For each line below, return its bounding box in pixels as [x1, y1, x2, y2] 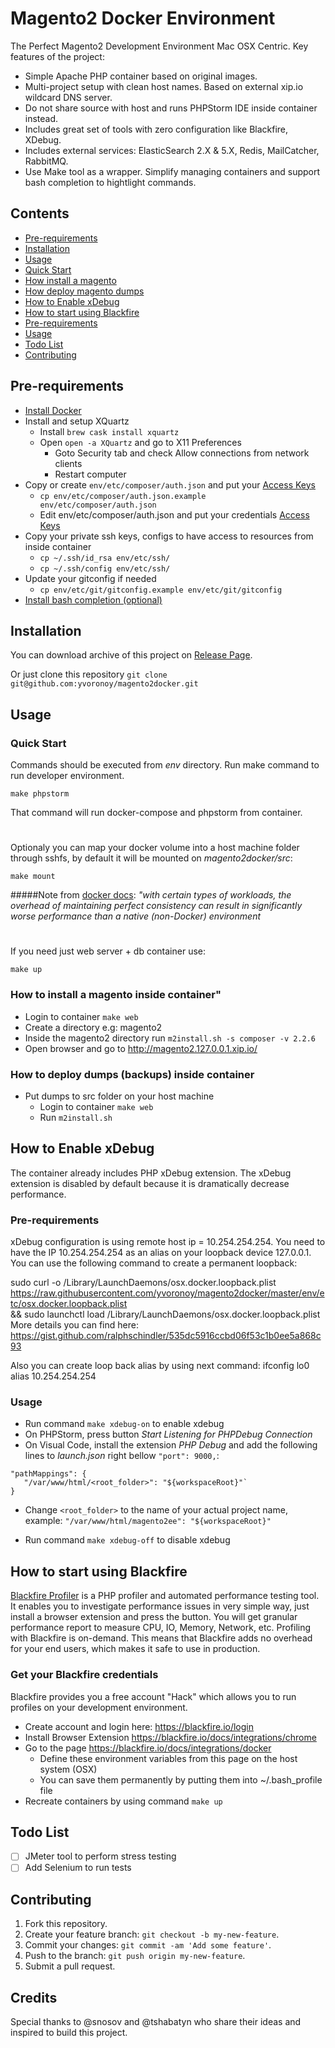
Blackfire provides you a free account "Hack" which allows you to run [10, 1690, 297, 1702]
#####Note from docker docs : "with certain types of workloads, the [10, 889, 292, 901]
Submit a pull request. [24, 1960, 116, 1972]
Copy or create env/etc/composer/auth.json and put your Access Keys [24, 478, 316, 491]
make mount [10, 872, 56, 882]
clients [54, 457, 83, 469]
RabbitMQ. [24, 155, 69, 167]
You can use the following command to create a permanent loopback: [10, 1257, 298, 1269]
